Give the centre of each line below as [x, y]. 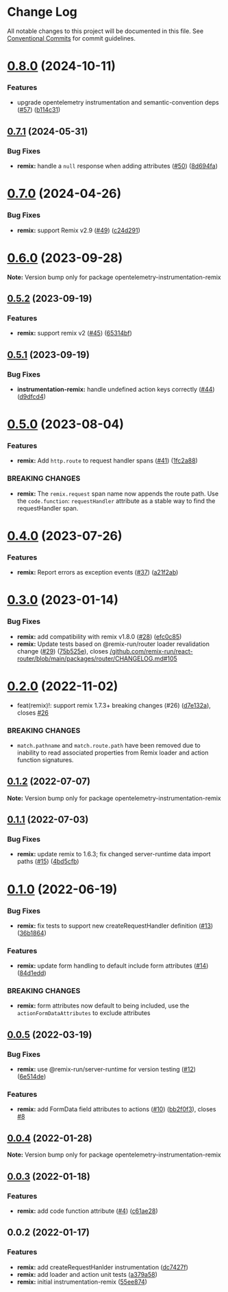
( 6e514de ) [31, 1077]
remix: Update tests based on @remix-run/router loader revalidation [113, 644]
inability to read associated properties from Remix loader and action [113, 753]
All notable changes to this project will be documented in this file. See [105, 31]
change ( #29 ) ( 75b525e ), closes [62, 651]
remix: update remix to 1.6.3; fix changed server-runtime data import [114, 854]
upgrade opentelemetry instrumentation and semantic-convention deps [118, 102]
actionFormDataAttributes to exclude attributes [84, 1013]
